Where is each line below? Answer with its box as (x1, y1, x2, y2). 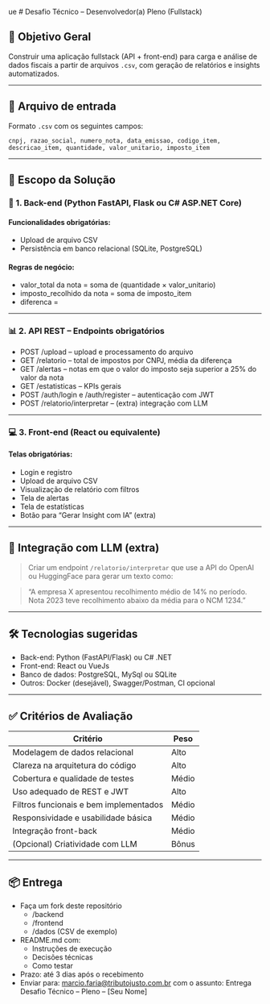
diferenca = (19, 298, 59, 307)
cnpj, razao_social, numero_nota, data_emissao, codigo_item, (8, 136, 221, 144)
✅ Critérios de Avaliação (8, 709, 133, 723)
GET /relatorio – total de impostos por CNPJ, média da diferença (19, 355, 232, 365)
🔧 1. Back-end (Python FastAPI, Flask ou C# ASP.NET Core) (8, 197, 243, 208)
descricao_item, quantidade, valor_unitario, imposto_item (8, 144, 211, 152)
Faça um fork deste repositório (19, 901, 122, 910)
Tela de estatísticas (19, 502, 84, 511)
